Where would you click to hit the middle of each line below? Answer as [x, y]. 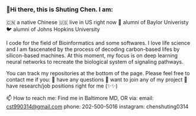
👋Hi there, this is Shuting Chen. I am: [60, 9]
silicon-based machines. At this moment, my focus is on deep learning [92, 56]
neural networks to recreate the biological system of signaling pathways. [95, 62]
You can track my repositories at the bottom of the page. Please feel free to [98, 73]
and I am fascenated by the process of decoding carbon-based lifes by [93, 49]
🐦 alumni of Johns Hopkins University [53, 30]
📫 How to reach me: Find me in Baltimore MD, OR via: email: [80, 98]
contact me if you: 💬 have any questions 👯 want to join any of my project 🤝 [97, 80]
